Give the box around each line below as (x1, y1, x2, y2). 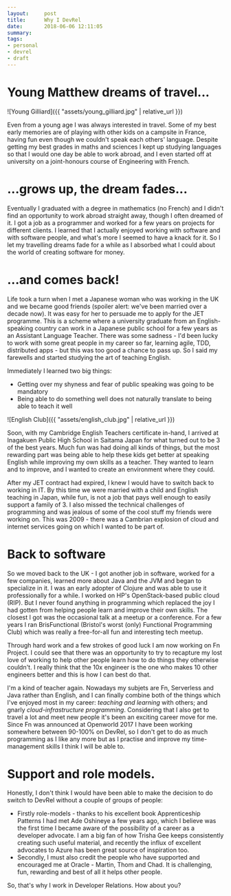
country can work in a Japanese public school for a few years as (34, 324, 218, 332)
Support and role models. (7, 766, 155, 782)
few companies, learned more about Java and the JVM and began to (7, 576, 201, 585)
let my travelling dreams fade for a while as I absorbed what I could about (7, 240, 215, 248)
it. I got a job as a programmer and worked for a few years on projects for (7, 218, 215, 227)
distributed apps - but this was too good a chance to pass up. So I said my (7, 345, 218, 354)
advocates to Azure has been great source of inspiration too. (16, 846, 190, 854)
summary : (7, 29, 32, 36)
